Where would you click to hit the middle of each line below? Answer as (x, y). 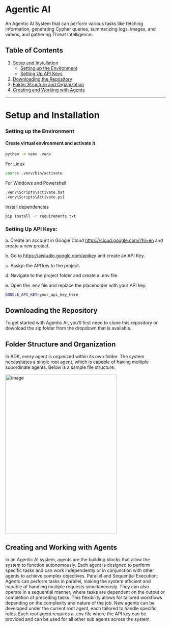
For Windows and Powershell (36, 183)
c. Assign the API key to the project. (43, 265)
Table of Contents (34, 50)
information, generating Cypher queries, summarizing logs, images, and (81, 29)
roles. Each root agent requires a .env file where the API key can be (76, 614)
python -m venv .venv (28, 154)
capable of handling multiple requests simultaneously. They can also (77, 587)
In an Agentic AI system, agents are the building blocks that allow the (78, 560)
